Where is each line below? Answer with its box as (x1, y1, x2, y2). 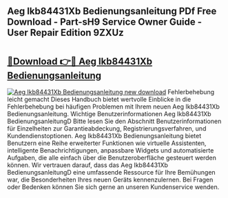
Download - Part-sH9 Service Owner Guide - (7, 16, 202, 28)
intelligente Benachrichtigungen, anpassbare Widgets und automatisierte (7, 146, 214, 154)
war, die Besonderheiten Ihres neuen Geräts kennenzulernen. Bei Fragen (7, 175, 214, 184)
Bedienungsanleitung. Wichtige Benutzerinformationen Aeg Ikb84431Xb (7, 110, 211, 118)
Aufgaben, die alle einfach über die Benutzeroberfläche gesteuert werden (7, 154, 217, 162)
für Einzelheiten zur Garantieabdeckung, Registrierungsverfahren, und (7, 124, 207, 133)
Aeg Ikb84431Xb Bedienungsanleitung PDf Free (7, 5, 217, 17)
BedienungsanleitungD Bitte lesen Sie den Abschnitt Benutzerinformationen (7, 117, 222, 125)
